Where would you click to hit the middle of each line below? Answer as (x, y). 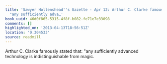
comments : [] (19, 23)
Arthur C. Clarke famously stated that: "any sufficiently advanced (72, 51)
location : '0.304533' (28, 32)
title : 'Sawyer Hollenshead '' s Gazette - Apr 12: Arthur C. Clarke (77, 10)
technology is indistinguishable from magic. (50, 56)
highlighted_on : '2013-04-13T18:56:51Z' (48, 28)
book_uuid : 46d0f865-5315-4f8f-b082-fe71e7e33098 (58, 19)
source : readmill (23, 37)
